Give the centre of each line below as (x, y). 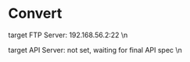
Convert (35, 14)
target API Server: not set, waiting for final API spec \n (95, 50)
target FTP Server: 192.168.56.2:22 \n (68, 35)
